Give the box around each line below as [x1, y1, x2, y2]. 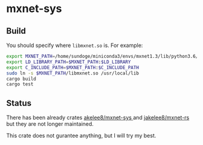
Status [6, 98, 32, 108]
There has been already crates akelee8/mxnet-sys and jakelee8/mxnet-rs [6, 114, 190, 122]
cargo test [6, 81, 34, 87]
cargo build [6, 76, 36, 82]
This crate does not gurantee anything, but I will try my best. [6, 132, 156, 140]
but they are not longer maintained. [6, 120, 94, 128]
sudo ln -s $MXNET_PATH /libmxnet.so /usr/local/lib [6, 70, 139, 76]
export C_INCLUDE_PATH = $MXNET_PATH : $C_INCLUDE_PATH [6, 64, 139, 70]
